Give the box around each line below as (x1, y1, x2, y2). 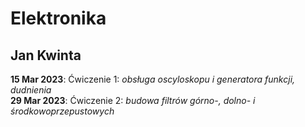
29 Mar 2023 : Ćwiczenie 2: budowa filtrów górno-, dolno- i (10, 95, 256, 106)
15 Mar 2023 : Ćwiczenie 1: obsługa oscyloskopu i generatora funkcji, (10, 73, 296, 85)
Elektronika (10, 7, 107, 30)
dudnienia (10, 84, 52, 96)
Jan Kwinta (10, 47, 82, 64)
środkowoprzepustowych (10, 105, 115, 117)
